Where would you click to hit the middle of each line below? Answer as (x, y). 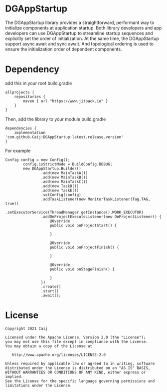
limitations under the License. (39, 385)
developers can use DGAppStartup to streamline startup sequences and (79, 33)
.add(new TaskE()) (60, 190)
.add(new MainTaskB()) (64, 177)
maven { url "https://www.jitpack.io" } (66, 101)
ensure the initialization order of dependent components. (64, 49)
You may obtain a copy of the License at (49, 346)
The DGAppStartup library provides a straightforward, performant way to (80, 22)
